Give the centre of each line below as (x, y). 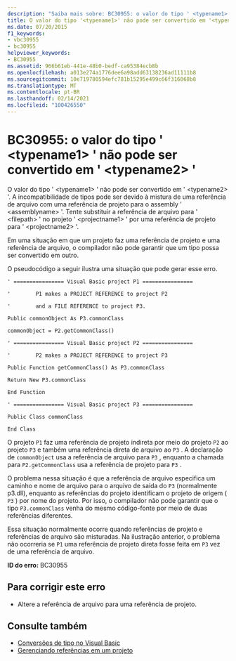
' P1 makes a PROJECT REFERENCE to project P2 (88, 294)
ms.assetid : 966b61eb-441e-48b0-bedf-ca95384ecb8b (83, 66)
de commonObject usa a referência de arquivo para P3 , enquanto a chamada (116, 457)
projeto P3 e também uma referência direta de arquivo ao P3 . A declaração (115, 450)
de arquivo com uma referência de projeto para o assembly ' (95, 204)
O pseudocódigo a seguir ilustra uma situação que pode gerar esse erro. (112, 268)
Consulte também (47, 626)
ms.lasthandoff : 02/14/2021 (48, 99)
